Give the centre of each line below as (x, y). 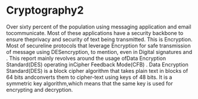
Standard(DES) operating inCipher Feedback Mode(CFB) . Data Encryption (97, 64)
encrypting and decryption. (40, 90)
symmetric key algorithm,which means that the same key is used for (90, 83)
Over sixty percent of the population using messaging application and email (99, 27)
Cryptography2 (45, 10)
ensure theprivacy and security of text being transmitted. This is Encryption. (99, 39)
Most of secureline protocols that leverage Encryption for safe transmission (99, 46)
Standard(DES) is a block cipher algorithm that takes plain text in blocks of (97, 71)
